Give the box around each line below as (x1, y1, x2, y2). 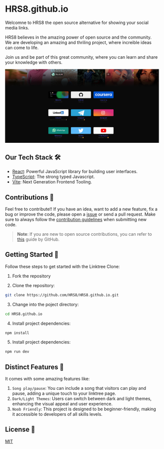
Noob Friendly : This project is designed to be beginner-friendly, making (12, 406, 156, 412)
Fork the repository (12, 273, 51, 279)
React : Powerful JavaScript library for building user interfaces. (12, 169, 138, 175)
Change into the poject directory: (12, 301, 79, 307)
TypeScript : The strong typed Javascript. (12, 174, 95, 180)
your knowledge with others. (5, 59, 62, 65)
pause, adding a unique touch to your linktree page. (12, 390, 116, 397)
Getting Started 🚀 (5, 250, 59, 259)
